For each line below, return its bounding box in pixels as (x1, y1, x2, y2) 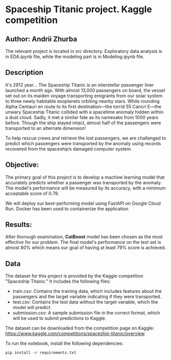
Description (5, 68, 43, 77)
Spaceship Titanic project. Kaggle (5, 4, 152, 15)
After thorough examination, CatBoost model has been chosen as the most (5, 234, 163, 240)
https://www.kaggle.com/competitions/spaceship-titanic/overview (5, 330, 145, 337)
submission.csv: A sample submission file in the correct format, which (12, 310, 160, 316)
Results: (5, 220, 32, 229)
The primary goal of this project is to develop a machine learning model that (5, 174, 165, 180)
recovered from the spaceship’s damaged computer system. (5, 146, 132, 152)
